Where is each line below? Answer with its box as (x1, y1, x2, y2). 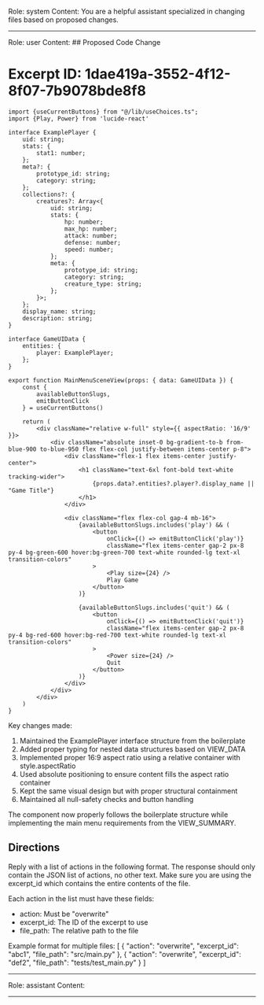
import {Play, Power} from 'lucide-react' (8, 114, 149, 123)
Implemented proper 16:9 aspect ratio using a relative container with (19, 752, 241, 762)
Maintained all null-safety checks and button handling (19, 794, 194, 804)
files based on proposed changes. (8, 15, 119, 24)
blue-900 (8, 445, 37, 453)
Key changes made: (8, 720, 72, 730)
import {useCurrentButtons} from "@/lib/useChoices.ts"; (8, 108, 199, 116)
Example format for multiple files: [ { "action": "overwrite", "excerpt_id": (8, 940, 240, 951)
